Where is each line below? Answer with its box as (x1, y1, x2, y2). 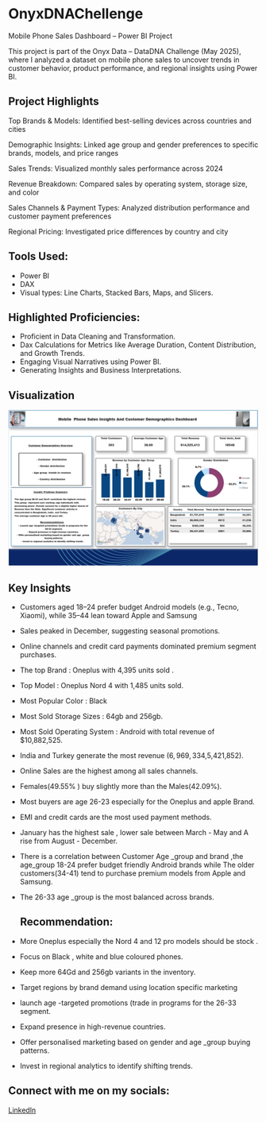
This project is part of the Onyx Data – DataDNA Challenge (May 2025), (8, 46, 241, 56)
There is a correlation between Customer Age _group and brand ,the (19, 852, 244, 861)
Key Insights (8, 581, 71, 594)
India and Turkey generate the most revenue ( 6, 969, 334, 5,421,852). (19, 751, 244, 760)
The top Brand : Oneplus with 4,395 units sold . (19, 665, 175, 675)
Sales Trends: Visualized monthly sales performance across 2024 (8, 164, 224, 173)
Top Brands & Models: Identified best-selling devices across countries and (8, 116, 252, 126)
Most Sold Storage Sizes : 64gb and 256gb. (19, 712, 164, 722)
